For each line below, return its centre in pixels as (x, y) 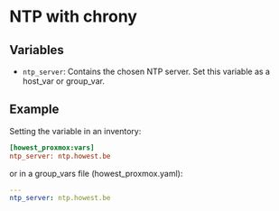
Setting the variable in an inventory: (75, 131)
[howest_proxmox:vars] (52, 147)
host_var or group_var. (64, 81)
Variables (37, 50)
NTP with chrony (74, 17)
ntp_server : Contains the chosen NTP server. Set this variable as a (146, 71)
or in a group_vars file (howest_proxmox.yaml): (96, 173)
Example (34, 110)
